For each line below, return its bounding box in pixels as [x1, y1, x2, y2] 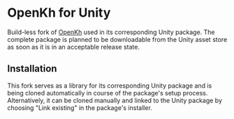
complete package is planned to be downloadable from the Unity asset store [7, 35, 228, 43]
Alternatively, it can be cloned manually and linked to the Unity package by [7, 96, 222, 104]
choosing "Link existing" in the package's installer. [7, 103, 152, 112]
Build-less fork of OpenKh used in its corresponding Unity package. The [7, 28, 215, 36]
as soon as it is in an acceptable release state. [7, 42, 140, 51]
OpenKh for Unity [7, 5, 111, 21]
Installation [7, 63, 57, 74]
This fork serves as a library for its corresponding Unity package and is [7, 81, 212, 90]
